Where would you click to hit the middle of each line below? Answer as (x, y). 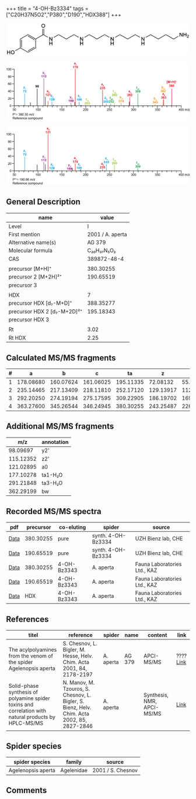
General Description (43, 202)
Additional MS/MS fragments (60, 426)
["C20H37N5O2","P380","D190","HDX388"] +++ (64, 15)
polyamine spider (29, 698)
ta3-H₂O (52, 483)
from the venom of (31, 656)
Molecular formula (30, 250)
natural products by (32, 717)
